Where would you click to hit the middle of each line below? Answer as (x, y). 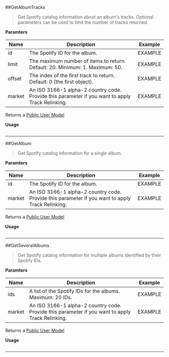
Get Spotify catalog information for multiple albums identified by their (89, 255)
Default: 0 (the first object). (61, 82)
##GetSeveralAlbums (27, 245)
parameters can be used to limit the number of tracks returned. (83, 22)
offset (15, 79)
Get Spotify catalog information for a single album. (70, 153)
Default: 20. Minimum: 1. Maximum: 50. (76, 67)
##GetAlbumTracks (25, 7)
